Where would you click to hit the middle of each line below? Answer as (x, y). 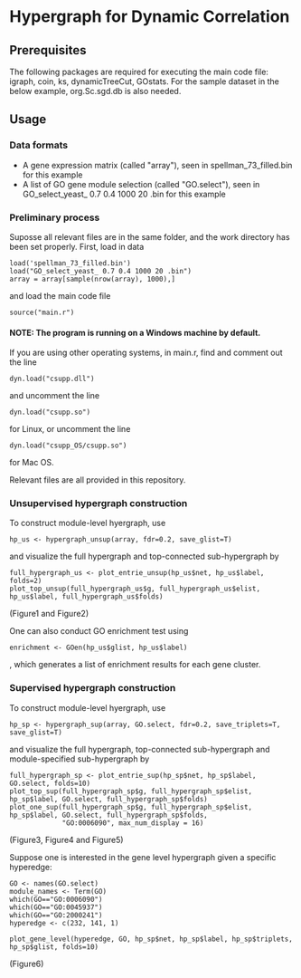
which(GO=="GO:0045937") (56, 907)
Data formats (39, 145)
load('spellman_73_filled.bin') (70, 263)
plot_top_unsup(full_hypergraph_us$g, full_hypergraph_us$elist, (135, 589)
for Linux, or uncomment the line (70, 429)
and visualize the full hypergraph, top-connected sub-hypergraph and (140, 749)
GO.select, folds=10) (50, 783)
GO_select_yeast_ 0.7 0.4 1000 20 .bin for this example (124, 194)
